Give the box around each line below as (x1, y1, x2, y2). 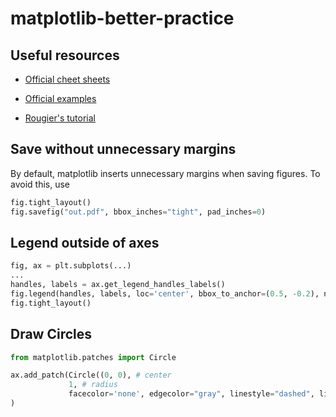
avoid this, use (10, 178, 70, 190)
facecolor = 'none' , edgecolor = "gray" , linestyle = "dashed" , (68, 389, 315, 399)
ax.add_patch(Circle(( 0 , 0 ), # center (10, 370, 172, 381)
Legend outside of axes (10, 234, 160, 251)
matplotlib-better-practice (10, 7, 235, 30)
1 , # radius (68, 380, 118, 390)
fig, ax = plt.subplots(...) (10, 261, 132, 271)
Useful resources (10, 47, 120, 64)
